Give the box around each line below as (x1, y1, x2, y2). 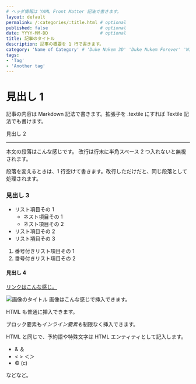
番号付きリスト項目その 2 (14, 255, 76, 262)
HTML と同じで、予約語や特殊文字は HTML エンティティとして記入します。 (6, 333, 187, 340)
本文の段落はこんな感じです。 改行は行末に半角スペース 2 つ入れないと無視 (6, 148, 187, 155)
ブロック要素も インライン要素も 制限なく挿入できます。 (6, 320, 139, 328)
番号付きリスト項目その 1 (14, 247, 75, 255)
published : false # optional (6, 25, 127, 31)
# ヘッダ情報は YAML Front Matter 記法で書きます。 (6, 8, 121, 15)
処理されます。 (6, 175, 42, 182)
